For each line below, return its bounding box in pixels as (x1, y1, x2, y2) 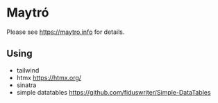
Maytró (6, 5, 49, 21)
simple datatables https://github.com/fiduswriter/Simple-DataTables (16, 88, 211, 96)
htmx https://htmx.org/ (16, 73, 81, 82)
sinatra (16, 81, 37, 89)
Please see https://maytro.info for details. (6, 28, 125, 36)
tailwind (16, 66, 40, 74)
